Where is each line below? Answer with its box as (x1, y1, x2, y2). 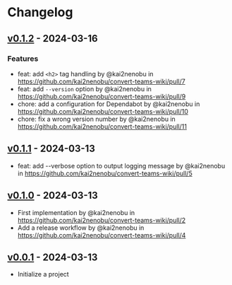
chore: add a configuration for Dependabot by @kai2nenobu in (17, 100, 200, 108)
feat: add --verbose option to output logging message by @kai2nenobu (17, 161, 226, 170)
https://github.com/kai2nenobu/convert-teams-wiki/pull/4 (17, 231, 186, 239)
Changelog (7, 4, 73, 21)
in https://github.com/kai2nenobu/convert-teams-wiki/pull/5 (17, 169, 193, 178)
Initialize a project (17, 270, 69, 279)
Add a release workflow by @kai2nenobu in (17, 223, 145, 232)
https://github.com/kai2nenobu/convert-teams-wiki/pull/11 (17, 122, 187, 131)
